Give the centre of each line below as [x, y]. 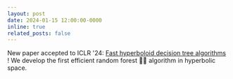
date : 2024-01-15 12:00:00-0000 [55, 20]
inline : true [26, 27]
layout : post [26, 14]
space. [17, 68]
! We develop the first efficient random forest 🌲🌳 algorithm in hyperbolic [112, 61]
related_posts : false [39, 33]
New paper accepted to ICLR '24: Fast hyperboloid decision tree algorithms [117, 53]
